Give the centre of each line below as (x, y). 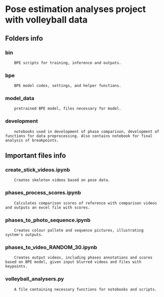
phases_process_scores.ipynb (43, 192)
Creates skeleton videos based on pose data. (62, 180)
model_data (20, 98)
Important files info (36, 156)
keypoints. (16, 266)
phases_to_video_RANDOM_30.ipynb (51, 247)
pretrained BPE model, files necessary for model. (68, 108)
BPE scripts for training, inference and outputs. (68, 63)
